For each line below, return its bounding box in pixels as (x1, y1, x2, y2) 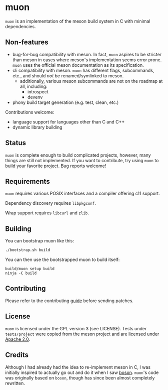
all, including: (19, 83, 47, 89)
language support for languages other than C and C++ (12, 118, 125, 124)
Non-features (5, 38, 48, 47)
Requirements (5, 177, 50, 186)
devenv (27, 94, 43, 100)
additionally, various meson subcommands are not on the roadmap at (19, 78, 163, 84)
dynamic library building (12, 124, 62, 130)
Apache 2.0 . (5, 336, 30, 342)
